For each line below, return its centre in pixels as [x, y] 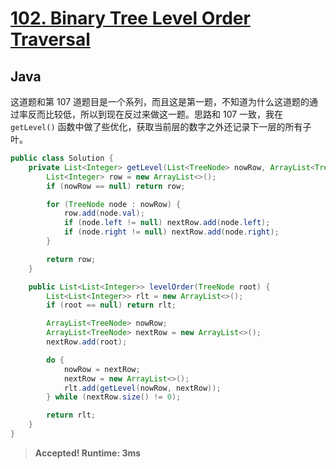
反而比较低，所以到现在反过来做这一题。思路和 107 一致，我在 [155, 114]
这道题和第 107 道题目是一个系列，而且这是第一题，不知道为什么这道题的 [160, 101]
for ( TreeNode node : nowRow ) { [114, 204]
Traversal [50, 39]
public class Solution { [62, 158]
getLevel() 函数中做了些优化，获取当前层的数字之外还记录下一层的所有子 [161, 126]
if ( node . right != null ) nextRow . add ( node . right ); [171, 232]
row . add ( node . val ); [104, 213]
